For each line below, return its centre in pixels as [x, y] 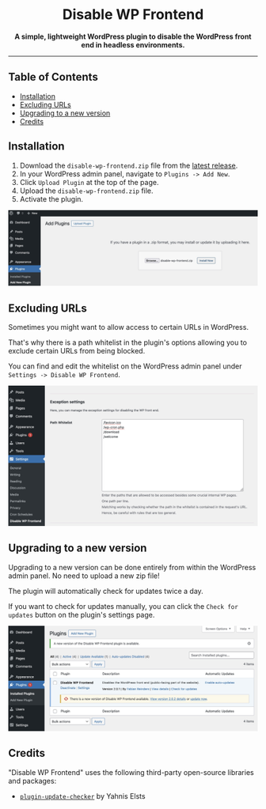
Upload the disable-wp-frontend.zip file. [86, 191]
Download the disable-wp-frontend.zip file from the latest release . [129, 165]
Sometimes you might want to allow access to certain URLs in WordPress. [129, 327]
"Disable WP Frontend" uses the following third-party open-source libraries [131, 772]
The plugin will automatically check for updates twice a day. [106, 591]
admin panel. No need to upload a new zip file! [84, 576]
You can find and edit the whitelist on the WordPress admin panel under [125, 366]
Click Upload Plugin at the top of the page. [89, 182]
